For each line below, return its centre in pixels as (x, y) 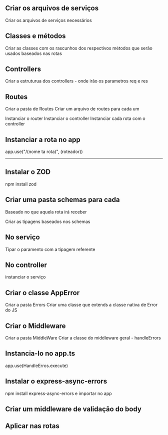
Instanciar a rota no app (43, 139)
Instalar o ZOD (28, 172)
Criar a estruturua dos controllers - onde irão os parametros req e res (77, 81)
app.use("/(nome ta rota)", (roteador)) (44, 151)
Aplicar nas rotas (32, 426)
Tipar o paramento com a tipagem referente (50, 249)
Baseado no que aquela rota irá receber (46, 211)
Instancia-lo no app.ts (40, 354)
